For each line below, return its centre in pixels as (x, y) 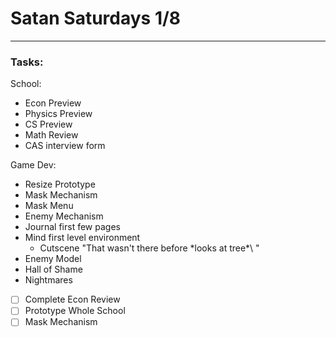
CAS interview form (65, 146)
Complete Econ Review (72, 299)
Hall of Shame (53, 269)
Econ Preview (53, 103)
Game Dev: (33, 165)
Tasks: (27, 62)
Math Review (51, 135)
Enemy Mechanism (64, 216)
